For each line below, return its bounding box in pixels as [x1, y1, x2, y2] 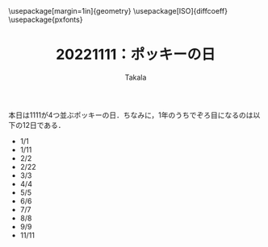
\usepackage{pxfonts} [8, 14, 83, 24]
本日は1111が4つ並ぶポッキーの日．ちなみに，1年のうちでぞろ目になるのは [8, 110, 253, 120]
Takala [124, 72, 147, 82]
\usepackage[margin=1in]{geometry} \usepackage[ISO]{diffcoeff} [8, 6, 228, 15]
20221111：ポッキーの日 [55, 46, 216, 64]
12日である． [22, 120, 66, 130]
